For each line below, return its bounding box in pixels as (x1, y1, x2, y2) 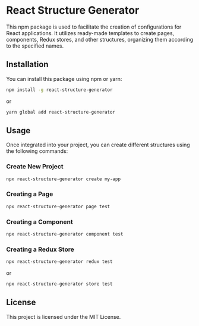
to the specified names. (6, 42, 64, 49)
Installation (6, 59, 49, 70)
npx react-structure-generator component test (6, 231, 124, 237)
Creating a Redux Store (6, 245, 74, 253)
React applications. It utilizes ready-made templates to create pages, (6, 29, 175, 36)
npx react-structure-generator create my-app (6, 176, 121, 182)
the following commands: (6, 148, 68, 155)
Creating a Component (6, 218, 73, 226)
